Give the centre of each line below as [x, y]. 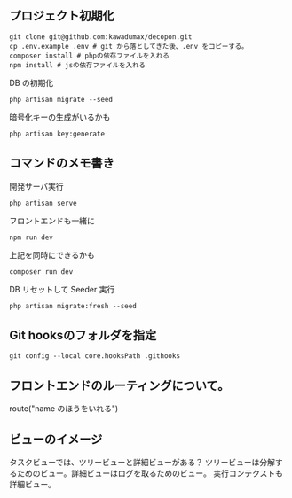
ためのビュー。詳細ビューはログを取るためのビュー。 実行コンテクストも [150, 473]
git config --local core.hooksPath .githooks [95, 356]
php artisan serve [43, 203]
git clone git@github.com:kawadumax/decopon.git [101, 37]
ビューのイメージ [56, 439]
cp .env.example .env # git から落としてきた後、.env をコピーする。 [129, 46]
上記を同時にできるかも [52, 254]
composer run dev [41, 272]
